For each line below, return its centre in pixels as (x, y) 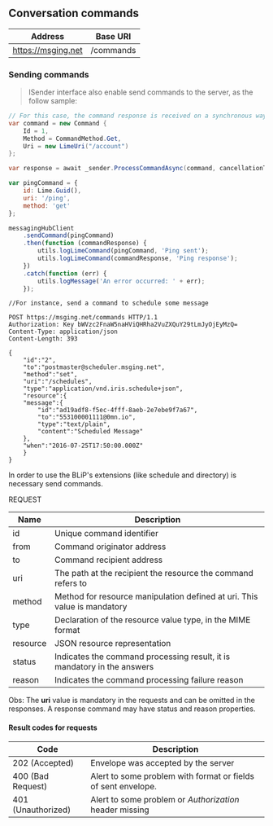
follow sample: (52, 101)
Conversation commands (74, 13)
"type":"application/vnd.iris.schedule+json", (103, 389)
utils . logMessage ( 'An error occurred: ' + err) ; (121, 281)
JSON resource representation (113, 644)
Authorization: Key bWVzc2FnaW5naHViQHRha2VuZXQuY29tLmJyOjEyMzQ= (123, 325)
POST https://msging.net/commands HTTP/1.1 (83, 318)
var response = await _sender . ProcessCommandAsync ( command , (113, 169)
